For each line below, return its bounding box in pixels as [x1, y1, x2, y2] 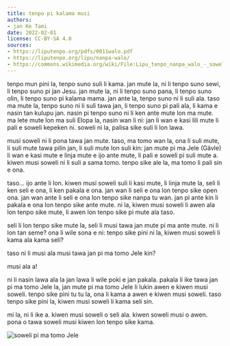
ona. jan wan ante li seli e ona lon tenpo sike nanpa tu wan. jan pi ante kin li [7, 193, 219, 202]
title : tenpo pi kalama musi [7, 10, 90, 17]
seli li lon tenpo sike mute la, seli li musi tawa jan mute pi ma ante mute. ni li [7, 221, 219, 229]
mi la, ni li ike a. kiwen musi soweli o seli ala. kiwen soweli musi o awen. [7, 310, 208, 319]
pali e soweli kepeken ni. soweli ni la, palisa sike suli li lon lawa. [7, 123, 185, 131]
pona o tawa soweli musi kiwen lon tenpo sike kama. [7, 317, 155, 325]
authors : [7, 16, 32, 23]
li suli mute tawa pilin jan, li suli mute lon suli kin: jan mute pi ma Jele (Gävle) [7, 144, 222, 152]
